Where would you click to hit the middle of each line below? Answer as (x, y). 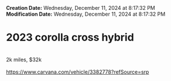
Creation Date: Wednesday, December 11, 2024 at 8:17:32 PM (81, 8)
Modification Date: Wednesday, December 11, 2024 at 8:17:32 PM (86, 14)
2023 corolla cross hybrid (70, 37)
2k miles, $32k (24, 60)
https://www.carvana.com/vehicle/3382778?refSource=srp (78, 72)
